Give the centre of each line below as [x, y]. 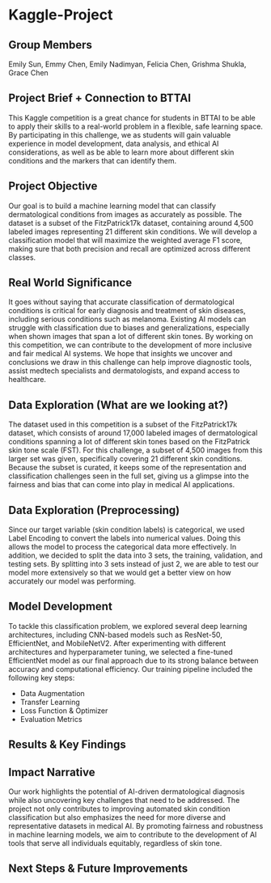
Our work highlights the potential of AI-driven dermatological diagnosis [127, 792]
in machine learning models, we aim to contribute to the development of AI [133, 834]
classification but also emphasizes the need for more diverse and [117, 817]
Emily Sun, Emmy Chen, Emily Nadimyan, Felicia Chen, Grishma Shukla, [127, 64]
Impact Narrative [52, 772]
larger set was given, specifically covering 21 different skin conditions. [125, 459]
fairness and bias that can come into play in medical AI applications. [122, 485]
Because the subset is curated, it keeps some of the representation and [127, 468]
